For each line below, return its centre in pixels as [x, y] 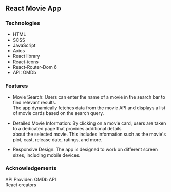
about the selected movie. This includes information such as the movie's [89, 134]
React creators [21, 185]
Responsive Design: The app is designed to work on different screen [85, 149]
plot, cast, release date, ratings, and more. [58, 139]
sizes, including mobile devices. [46, 155]
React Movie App [33, 8]
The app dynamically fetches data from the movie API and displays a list [89, 108]
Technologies [23, 23]
